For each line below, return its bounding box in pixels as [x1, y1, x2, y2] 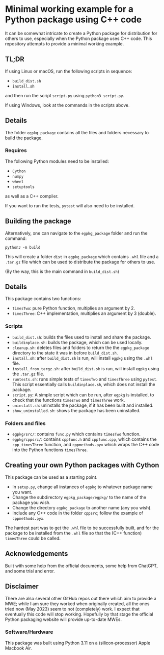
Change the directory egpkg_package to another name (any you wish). [12, 504, 152, 510]
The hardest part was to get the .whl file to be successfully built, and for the [5, 525, 159, 531]
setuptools [12, 184, 35, 190]
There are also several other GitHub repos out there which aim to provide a [5, 595, 157, 601]
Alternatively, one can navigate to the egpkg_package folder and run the [5, 230, 148, 236]
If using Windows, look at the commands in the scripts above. [5, 102, 130, 108]
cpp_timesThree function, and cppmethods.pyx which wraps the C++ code [12, 442, 160, 448]
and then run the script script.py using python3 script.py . [5, 92, 124, 98]
